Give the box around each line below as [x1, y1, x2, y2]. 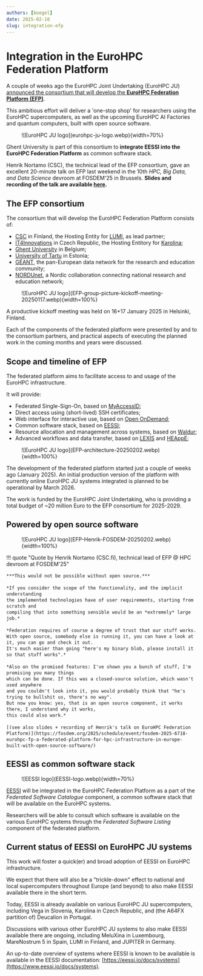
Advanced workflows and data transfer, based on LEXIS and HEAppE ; [15, 434, 189, 442]
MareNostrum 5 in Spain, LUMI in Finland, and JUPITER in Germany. [6, 938, 176, 946]
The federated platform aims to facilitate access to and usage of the [6, 372, 176, 379]
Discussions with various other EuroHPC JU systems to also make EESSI [6, 925, 187, 933]
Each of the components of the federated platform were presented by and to [6, 326, 198, 333]
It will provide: [6, 390, 41, 398]
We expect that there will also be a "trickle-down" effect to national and [6, 876, 185, 883]
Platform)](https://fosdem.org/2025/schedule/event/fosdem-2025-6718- [6, 730, 188, 737]
